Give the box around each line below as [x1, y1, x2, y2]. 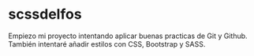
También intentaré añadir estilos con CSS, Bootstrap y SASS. [8, 39, 206, 48]
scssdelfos [8, 5, 82, 23]
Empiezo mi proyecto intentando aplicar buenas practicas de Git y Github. [8, 31, 248, 40]
